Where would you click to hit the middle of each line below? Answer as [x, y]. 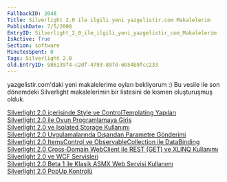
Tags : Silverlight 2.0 [40, 59]
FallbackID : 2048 [32, 13]
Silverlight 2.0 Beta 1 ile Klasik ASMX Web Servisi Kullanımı [90, 163]
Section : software [33, 45]
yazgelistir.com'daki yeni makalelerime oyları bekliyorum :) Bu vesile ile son [113, 84]
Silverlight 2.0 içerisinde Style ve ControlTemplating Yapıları [92, 112]
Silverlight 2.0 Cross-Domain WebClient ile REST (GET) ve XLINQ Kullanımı [113, 149]
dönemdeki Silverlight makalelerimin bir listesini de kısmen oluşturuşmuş [110, 92]
